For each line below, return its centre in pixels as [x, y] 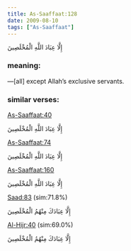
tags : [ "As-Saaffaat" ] [41, 27]
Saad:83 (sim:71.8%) [38, 197]
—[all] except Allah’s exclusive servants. [66, 81]
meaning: [24, 66]
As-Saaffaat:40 [30, 115]
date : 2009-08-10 [33, 21]
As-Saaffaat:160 [31, 169]
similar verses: [33, 99]
